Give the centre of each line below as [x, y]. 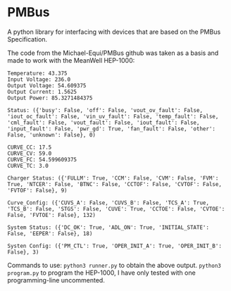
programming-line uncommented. [56, 280]
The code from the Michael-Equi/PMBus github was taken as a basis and [113, 53]
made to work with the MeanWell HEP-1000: [71, 60]
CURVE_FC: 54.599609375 [42, 159]
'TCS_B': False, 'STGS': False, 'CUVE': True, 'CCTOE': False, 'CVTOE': [116, 209]
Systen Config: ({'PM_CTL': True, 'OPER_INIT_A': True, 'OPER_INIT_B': [114, 246]
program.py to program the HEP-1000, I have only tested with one [101, 273]
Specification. [27, 39]
